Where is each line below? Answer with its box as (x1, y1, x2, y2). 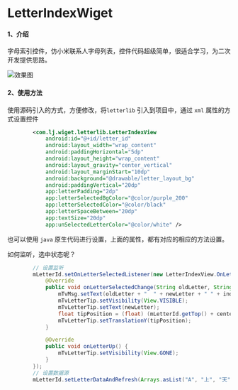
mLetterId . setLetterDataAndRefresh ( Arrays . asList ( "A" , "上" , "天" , (33, 376, 234, 383)
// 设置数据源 (33, 369, 69, 377)
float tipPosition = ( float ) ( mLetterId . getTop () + (57, 310, 214, 318)
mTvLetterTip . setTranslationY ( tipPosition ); (57, 317, 192, 324)
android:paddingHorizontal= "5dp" (45, 148, 144, 156)
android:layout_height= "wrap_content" (45, 155, 160, 163)
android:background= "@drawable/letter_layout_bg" (45, 175, 195, 182)
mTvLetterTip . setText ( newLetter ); (57, 303, 160, 310)
